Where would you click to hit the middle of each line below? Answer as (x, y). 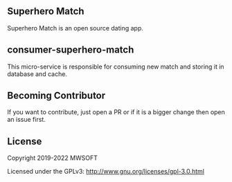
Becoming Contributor (56, 96)
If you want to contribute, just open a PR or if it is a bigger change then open (116, 112)
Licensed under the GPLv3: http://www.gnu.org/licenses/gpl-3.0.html (106, 172)
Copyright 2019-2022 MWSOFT (53, 158)
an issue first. (27, 120)
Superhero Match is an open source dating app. (75, 28)
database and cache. (37, 74)
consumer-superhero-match (71, 50)
